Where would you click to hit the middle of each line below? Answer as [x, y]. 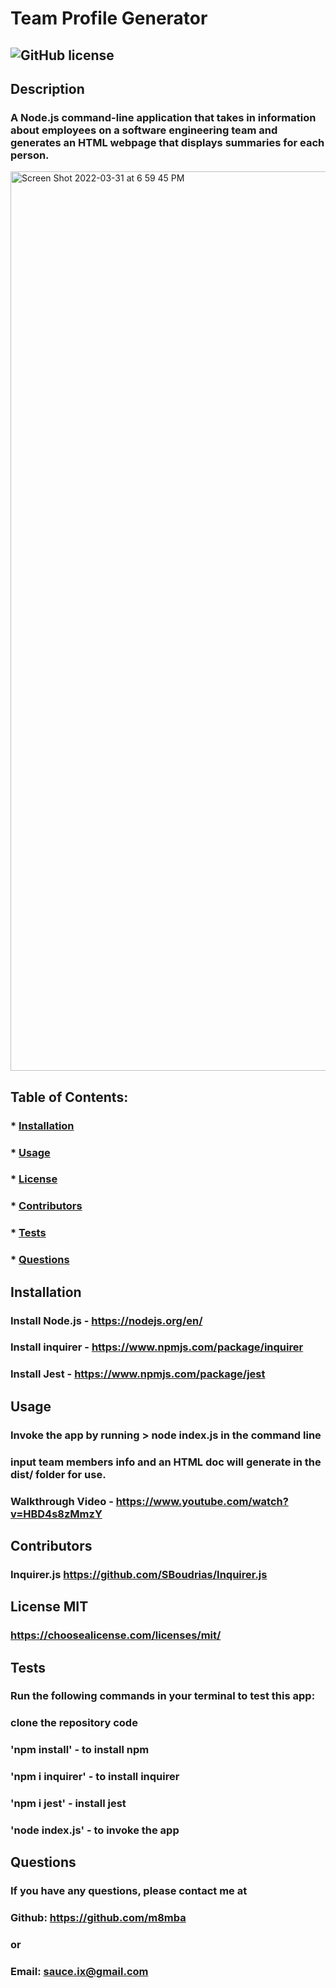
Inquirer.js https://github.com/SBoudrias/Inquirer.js [139, 1574]
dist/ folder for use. [58, 1474]
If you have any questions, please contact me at [129, 1891]
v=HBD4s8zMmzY [56, 1514]
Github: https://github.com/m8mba [98, 1918]
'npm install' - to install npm [80, 1750]
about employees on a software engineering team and [144, 130]
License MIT [49, 1607]
